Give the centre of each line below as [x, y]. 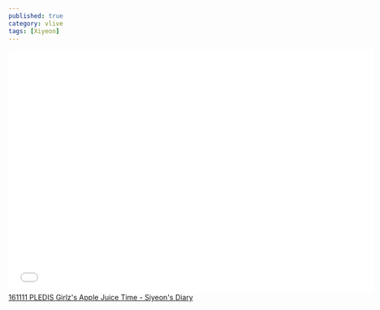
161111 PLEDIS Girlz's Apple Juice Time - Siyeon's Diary [101, 298]
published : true [36, 16]
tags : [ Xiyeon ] [34, 31]
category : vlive [36, 24]
